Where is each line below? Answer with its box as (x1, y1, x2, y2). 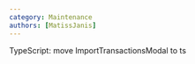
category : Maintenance (9, 12, 93, 22)
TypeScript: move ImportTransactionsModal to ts (9, 45, 187, 55)
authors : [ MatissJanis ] (9, 21, 97, 30)
